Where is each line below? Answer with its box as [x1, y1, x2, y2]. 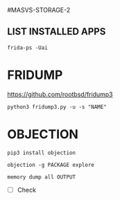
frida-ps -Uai [7, 44, 49, 51]
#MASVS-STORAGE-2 [7, 6, 71, 14]
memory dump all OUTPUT [7, 173, 76, 181]
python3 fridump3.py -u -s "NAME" [7, 103, 108, 110]
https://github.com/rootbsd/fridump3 [7, 90, 113, 98]
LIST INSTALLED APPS [7, 26, 106, 37]
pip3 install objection [7, 149, 76, 156]
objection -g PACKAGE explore [7, 161, 95, 168]
